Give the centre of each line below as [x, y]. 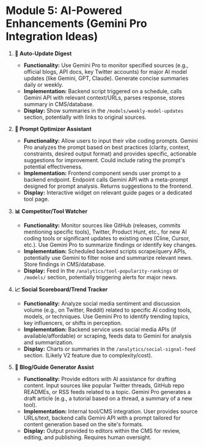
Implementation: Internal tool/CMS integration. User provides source [111, 411]
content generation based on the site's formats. [84, 424]
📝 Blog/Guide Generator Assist [54, 367]
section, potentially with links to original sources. [85, 117]
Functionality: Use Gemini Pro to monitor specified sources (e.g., [106, 65]
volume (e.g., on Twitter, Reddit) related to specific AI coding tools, [107, 310]
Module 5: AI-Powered [64, 11]
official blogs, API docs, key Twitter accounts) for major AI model [105, 71]
